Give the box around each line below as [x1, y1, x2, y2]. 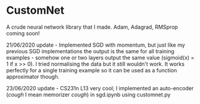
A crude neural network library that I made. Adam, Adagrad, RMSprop [6, 23, 178, 30]
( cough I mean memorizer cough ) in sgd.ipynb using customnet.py [6, 91, 171, 98]
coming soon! [6, 29, 40, 36]
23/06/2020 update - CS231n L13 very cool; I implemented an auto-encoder [6, 84, 194, 91]
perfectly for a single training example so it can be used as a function [6, 66, 177, 74]
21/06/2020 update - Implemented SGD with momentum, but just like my [6, 41, 186, 48]
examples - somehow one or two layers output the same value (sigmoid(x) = [6, 54, 195, 61]
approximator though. [6, 73, 60, 80]
